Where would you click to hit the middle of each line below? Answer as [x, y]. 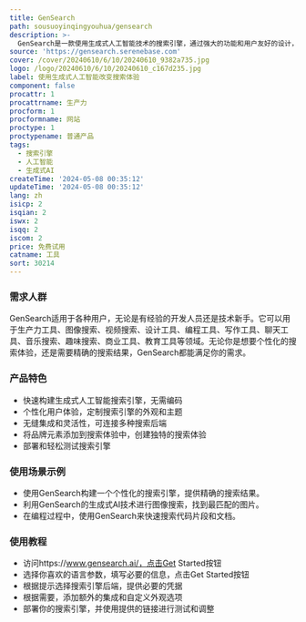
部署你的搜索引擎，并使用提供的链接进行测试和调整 [118, 609]
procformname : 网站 [45, 119]
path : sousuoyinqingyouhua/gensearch [81, 26]
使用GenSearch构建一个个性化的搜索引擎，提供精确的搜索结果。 [143, 493]
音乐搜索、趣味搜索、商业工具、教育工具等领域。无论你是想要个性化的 [157, 342]
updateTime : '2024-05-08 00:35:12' [77, 188]
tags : [20, 145]
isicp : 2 [26, 204]
